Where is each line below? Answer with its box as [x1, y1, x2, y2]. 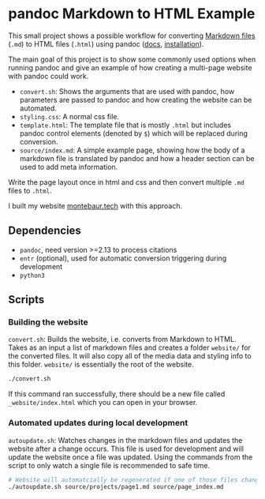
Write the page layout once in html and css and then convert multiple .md [8, 177, 244, 186]
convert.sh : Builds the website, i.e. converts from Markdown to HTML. [8, 335, 237, 344]
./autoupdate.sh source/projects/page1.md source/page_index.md [8, 483, 224, 491]
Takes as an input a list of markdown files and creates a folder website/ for [8, 343, 251, 352]
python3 [19, 272, 45, 280]
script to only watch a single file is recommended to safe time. [8, 460, 211, 470]
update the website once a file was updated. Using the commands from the [8, 452, 253, 462]
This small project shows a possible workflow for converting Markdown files [8, 31, 256, 40]
